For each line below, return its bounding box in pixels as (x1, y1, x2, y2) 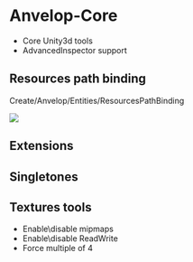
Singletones (9, 169, 78, 184)
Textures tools (9, 200, 92, 215)
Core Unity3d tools (22, 35, 93, 46)
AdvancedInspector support (22, 44, 128, 55)
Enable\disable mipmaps (22, 223, 115, 235)
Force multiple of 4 (22, 243, 93, 254)
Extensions (9, 138, 74, 154)
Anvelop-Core (9, 5, 118, 26)
